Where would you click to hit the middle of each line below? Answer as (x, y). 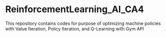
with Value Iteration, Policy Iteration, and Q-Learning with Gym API (75, 28)
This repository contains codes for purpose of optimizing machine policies (83, 23)
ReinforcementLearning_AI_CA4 (75, 9)
